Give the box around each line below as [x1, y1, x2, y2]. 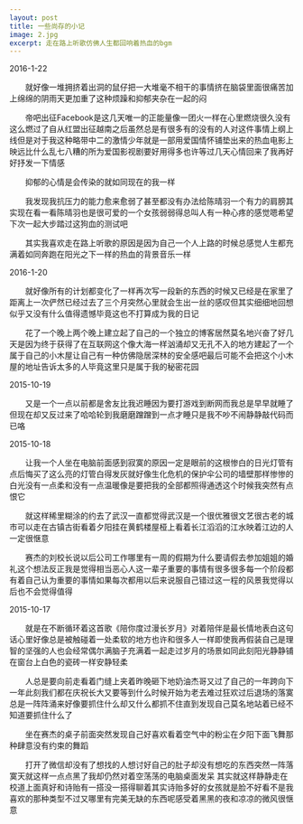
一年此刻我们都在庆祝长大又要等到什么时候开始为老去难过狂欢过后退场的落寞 [9, 688, 294, 698]
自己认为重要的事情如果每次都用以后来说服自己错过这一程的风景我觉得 [24, 575, 286, 585]
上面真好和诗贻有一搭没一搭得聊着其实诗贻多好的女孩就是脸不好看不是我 [24, 782, 294, 793]
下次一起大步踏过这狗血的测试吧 [9, 219, 128, 229]
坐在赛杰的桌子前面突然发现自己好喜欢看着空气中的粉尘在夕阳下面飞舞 [24, 729, 286, 740]
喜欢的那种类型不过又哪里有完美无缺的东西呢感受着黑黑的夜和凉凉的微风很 [9, 793, 286, 804]
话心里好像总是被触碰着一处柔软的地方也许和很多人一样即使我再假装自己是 [9, 634, 286, 645]
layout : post [9, 13, 59, 23]
